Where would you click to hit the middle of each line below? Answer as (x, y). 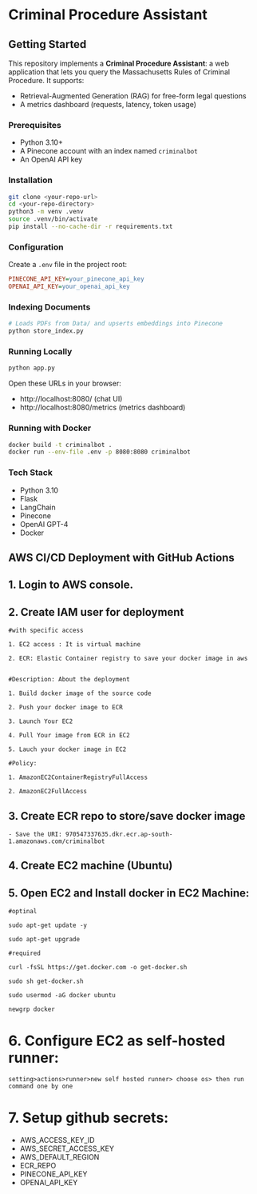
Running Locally (40, 351)
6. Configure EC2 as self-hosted (117, 1041)
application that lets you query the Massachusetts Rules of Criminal (119, 72)
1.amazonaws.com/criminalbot (57, 841)
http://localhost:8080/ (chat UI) (71, 399)
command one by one (41, 1086)
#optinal (23, 912)
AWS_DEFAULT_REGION (59, 1157)
